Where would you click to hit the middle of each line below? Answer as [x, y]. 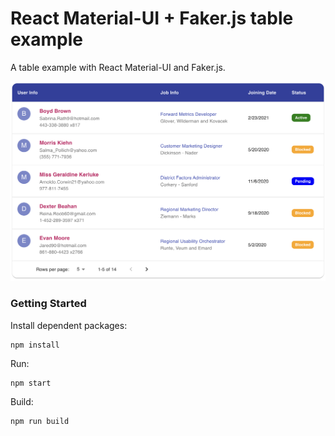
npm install [35, 345]
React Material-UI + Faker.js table [152, 18]
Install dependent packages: [69, 325]
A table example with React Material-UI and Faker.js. [118, 67]
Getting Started [48, 304]
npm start [31, 383]
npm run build [40, 421]
